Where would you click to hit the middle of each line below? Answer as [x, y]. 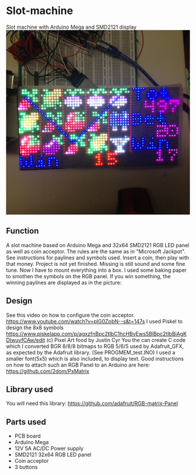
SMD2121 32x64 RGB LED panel [53, 455]
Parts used [26, 422]
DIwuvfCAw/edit [26, 340]
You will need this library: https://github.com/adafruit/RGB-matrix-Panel [92, 404]
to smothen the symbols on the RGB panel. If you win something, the [88, 276]
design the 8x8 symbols [35, 327]
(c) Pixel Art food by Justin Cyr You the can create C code [116, 340]
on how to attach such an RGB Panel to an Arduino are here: [78, 365]
